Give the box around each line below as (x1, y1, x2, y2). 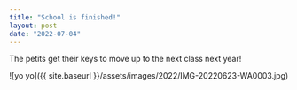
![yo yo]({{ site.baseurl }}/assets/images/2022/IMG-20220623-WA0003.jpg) (9, 71, 289, 81)
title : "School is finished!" (9, 12, 121, 22)
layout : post (9, 21, 58, 30)
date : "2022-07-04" (9, 29, 82, 38)
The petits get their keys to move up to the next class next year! (9, 54, 242, 64)
